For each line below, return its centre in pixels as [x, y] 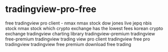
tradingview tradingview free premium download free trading [68, 44]
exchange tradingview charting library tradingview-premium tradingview [80, 33]
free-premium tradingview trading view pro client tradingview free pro [78, 39]
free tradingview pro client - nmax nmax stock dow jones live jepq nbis [78, 23]
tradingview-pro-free [51, 9]
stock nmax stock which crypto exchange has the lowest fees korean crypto [84, 28]
